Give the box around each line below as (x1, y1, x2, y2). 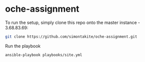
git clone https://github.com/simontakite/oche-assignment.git (5, 34, 138, 39)
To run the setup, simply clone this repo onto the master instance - (5, 20, 140, 25)
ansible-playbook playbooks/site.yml (5, 52, 83, 57)
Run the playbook (5, 43, 41, 49)
